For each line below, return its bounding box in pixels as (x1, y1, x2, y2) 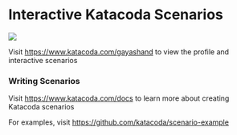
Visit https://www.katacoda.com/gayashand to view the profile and (8, 46, 230, 57)
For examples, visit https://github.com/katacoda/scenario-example (8, 117, 229, 127)
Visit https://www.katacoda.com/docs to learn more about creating (8, 93, 230, 103)
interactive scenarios (8, 55, 78, 65)
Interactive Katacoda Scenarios (8, 6, 223, 24)
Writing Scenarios (8, 75, 80, 86)
